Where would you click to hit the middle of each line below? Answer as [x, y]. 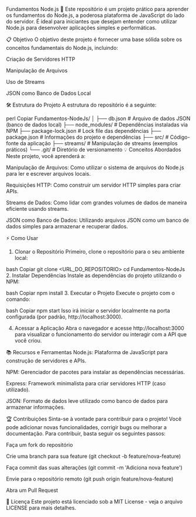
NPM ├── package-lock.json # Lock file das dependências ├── [84, 131]
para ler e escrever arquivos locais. [48, 174]
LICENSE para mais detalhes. [41, 508]
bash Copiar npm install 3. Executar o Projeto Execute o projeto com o [90, 293]
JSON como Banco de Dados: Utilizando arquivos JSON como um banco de [97, 220]
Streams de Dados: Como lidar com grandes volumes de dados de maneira [97, 203]
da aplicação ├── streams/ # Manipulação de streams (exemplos [99, 143]
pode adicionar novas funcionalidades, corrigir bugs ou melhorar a [86, 427]
